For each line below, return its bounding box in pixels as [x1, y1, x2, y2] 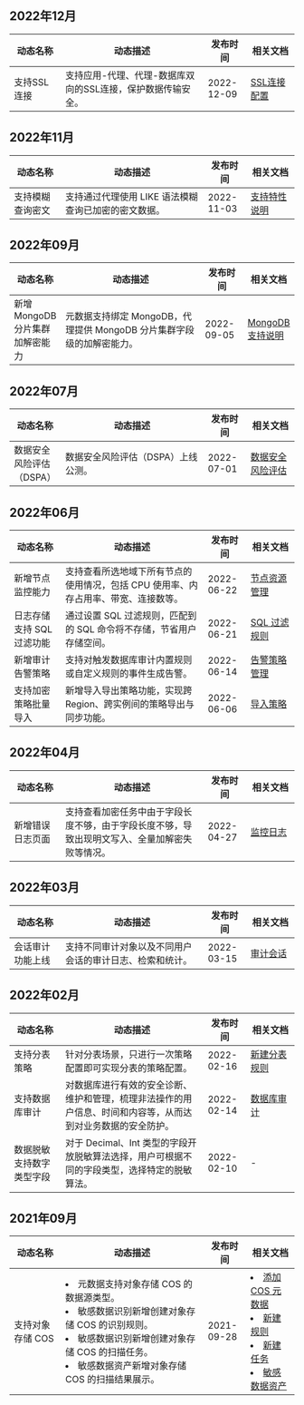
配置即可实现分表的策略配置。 [64, 1061, 193, 1074]
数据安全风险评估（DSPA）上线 [64, 451, 198, 463]
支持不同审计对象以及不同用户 [64, 940, 193, 952]
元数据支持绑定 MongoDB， [64, 310, 184, 323]
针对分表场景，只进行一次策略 [64, 1048, 193, 1060]
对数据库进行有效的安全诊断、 [64, 1078, 193, 1091]
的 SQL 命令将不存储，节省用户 [64, 623, 197, 636]
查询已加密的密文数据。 [64, 203, 166, 216]
